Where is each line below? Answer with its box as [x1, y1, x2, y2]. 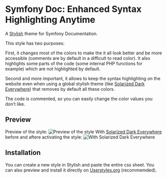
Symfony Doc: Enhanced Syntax [5, 3, 142, 15]
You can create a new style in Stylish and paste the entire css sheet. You [5, 162, 155, 168]
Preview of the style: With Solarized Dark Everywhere [5, 129, 162, 135]
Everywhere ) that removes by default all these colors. [5, 86, 115, 92]
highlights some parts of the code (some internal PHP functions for [5, 60, 143, 66]
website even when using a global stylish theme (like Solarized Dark [5, 81, 145, 87]
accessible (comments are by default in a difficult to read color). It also [5, 55, 151, 61]
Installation [5, 149, 41, 157]
